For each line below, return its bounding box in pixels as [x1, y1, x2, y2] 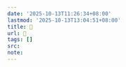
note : [7, 50, 23, 57]
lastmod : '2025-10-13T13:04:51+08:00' [7, 17, 121, 24]
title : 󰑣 [7, 23, 33, 30]
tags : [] [7, 36, 33, 43]
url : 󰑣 [7, 29, 27, 37]
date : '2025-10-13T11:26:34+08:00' [7, 10, 112, 17]
